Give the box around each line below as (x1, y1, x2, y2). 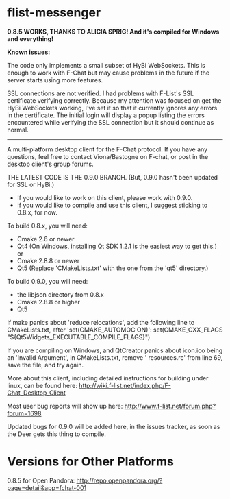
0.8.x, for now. (16, 208, 58, 217)
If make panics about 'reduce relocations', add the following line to (7, 318, 195, 326)
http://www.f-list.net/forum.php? (124, 402, 216, 410)
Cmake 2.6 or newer (16, 234, 75, 243)
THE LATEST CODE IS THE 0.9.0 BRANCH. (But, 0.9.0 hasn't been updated (7, 173, 218, 181)
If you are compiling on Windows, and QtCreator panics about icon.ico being (7, 346, 223, 354)
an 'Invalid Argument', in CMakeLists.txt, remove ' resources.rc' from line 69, (7, 353, 223, 361)
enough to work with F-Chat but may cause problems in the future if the (7, 69, 210, 77)
